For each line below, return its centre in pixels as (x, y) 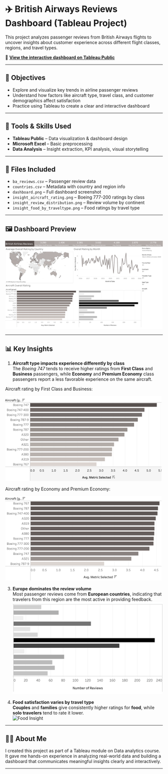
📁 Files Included (30, 169)
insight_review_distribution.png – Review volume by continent (78, 203)
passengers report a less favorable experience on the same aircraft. (82, 379)
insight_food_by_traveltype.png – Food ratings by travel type (76, 208)
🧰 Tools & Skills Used (38, 126)
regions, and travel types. (31, 48)
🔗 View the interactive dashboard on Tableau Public (60, 57)
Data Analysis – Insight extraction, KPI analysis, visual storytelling (80, 149)
